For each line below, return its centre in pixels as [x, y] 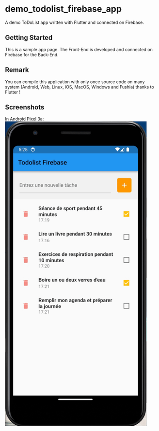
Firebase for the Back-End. [32, 54]
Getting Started [29, 38]
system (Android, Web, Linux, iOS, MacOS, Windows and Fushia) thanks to [79, 87]
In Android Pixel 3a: [24, 119]
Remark [17, 70]
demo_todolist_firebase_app [64, 9]
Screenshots [25, 107]
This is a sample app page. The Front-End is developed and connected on [79, 49]
